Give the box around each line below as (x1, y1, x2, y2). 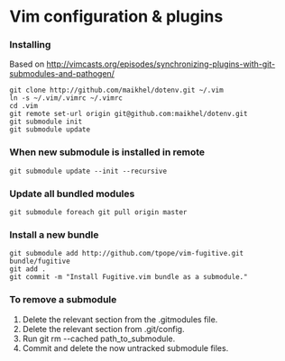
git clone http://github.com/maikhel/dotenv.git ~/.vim (9, 86, 224, 95)
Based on (9, 59, 45, 69)
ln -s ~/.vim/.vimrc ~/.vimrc (9, 94, 124, 103)
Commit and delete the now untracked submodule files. (22, 342, 229, 353)
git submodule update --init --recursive (9, 167, 168, 176)
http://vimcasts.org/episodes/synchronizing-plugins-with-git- (46, 59, 276, 69)
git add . (9, 265, 47, 274)
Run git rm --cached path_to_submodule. (22, 333, 176, 344)
